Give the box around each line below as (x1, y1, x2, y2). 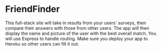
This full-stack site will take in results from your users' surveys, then (5, 20, 146, 26)
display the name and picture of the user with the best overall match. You (5, 30, 156, 36)
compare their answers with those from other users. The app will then (5, 25, 149, 31)
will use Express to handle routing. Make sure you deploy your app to (5, 36, 148, 42)
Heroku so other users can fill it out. (5, 41, 79, 47)
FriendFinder (5, 3, 60, 15)
